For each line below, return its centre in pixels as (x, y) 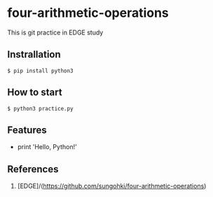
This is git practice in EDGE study (55, 32)
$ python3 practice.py (40, 108)
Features (27, 130)
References (33, 169)
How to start (35, 93)
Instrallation (34, 55)
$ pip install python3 (40, 71)
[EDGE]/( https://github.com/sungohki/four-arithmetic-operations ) (112, 186)
